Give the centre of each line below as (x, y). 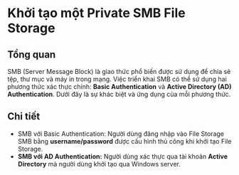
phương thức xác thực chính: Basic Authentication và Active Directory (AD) (119, 86)
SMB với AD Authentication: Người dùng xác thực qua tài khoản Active (123, 156)
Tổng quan (32, 54)
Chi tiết (24, 116)
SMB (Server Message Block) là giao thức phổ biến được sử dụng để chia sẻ (119, 71)
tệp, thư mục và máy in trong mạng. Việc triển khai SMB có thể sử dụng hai (117, 79)
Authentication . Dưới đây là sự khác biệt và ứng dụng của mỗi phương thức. (119, 94)
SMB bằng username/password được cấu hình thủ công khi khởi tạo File (124, 141)
